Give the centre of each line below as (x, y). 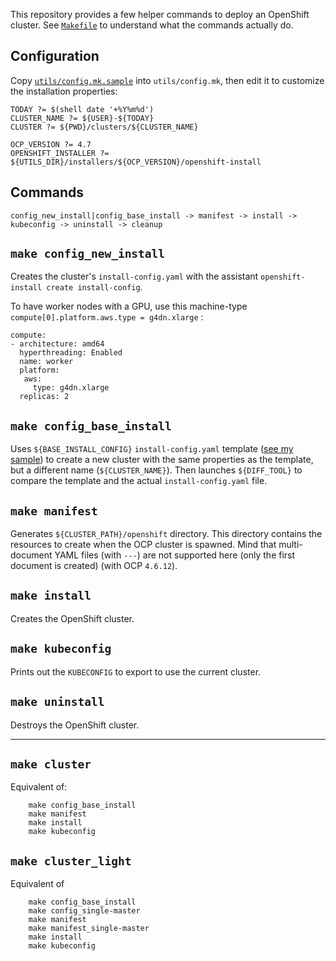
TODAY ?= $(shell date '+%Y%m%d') (82, 109)
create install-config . (94, 287)
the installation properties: (64, 91)
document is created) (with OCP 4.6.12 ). (94, 566)
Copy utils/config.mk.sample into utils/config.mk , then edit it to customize (167, 80)
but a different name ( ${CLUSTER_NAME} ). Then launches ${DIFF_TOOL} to (156, 470)
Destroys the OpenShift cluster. (75, 725)
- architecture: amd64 (57, 344)
